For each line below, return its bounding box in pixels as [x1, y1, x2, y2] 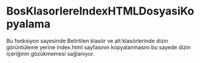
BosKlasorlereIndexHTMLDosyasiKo [6, 4, 195, 18]
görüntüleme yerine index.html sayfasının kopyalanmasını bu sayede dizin [6, 44, 191, 51]
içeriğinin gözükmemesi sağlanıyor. [6, 50, 95, 57]
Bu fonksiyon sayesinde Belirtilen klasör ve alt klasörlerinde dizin [6, 37, 168, 44]
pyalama [6, 17, 50, 31]
